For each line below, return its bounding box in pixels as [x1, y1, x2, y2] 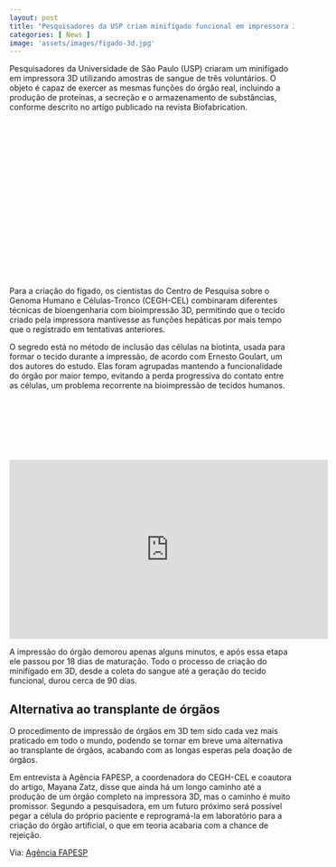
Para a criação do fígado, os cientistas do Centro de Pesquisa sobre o [9, 286, 270, 297]
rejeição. [9, 830, 42, 841]
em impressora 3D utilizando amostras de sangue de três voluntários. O [9, 73, 277, 84]
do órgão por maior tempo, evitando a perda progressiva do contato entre [9, 370, 285, 381]
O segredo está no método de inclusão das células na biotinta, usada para [9, 341, 286, 353]
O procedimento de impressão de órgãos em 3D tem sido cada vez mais [9, 726, 278, 737]
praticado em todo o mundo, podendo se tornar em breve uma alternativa [9, 735, 284, 747]
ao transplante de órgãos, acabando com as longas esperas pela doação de [9, 745, 293, 756]
